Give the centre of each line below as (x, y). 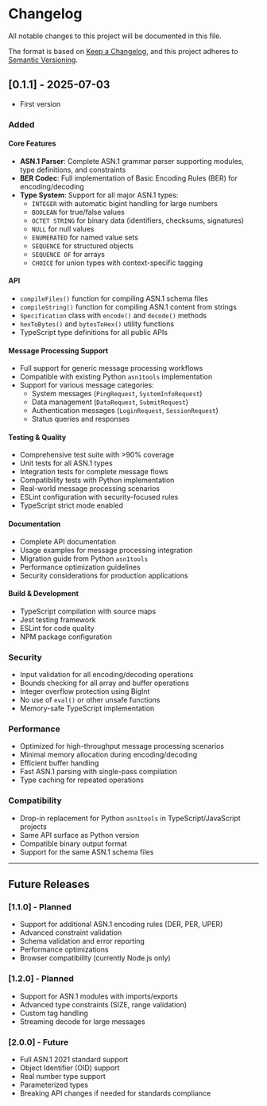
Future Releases (49, 884)
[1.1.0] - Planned (40, 907)
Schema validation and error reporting (82, 941)
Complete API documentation (68, 541)
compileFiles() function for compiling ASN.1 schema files (114, 298)
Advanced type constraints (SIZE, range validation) (103, 1004)
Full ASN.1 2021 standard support (74, 1060)
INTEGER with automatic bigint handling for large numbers (125, 203)
